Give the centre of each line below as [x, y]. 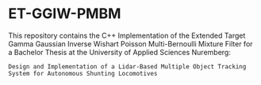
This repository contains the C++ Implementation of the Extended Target [127, 35]
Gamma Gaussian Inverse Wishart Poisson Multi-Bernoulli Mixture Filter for [130, 43]
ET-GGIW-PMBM [65, 14]
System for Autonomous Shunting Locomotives [83, 73]
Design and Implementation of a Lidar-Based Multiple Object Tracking [127, 67]
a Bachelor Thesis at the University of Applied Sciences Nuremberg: [120, 52]
